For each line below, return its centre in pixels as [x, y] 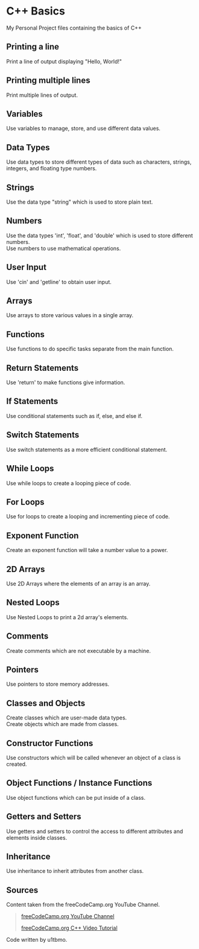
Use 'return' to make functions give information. [66, 382]
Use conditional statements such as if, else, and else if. [74, 416]
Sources [22, 890]
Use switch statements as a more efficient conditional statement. [87, 449]
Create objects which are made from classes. [62, 724]
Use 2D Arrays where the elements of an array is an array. [78, 584]
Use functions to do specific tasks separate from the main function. [90, 349]
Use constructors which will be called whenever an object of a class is [93, 758]
